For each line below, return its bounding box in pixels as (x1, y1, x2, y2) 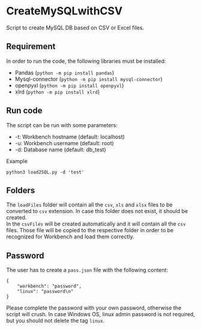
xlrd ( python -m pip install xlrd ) (14, 88, 100, 95)
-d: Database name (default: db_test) (14, 146, 106, 153)
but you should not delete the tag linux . (6, 317, 105, 325)
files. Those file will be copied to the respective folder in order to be (6, 227, 174, 234)
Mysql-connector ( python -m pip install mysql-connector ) (14, 75, 163, 82)
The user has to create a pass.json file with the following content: (6, 266, 169, 274)
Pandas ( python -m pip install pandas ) (14, 69, 115, 76)
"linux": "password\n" (17, 289, 74, 295)
